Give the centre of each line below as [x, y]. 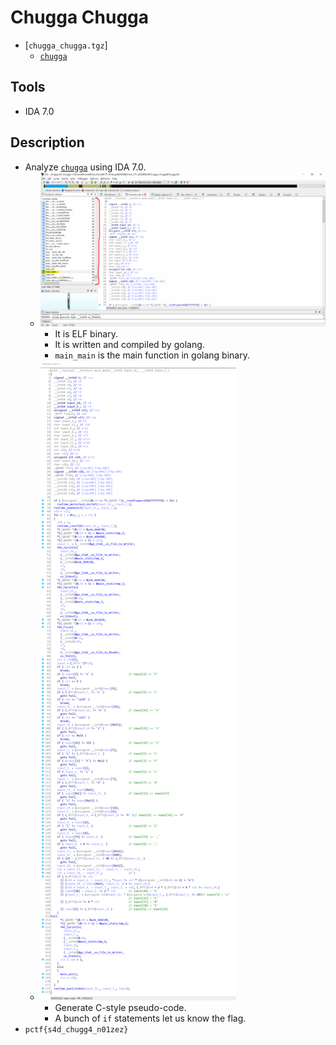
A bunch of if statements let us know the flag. [150, 1018]
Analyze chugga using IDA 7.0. [85, 167]
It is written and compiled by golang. [129, 344]
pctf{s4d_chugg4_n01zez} [76, 1029]
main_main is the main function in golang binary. [152, 355]
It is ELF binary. [86, 333]
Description [47, 142]
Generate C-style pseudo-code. [120, 1007]
